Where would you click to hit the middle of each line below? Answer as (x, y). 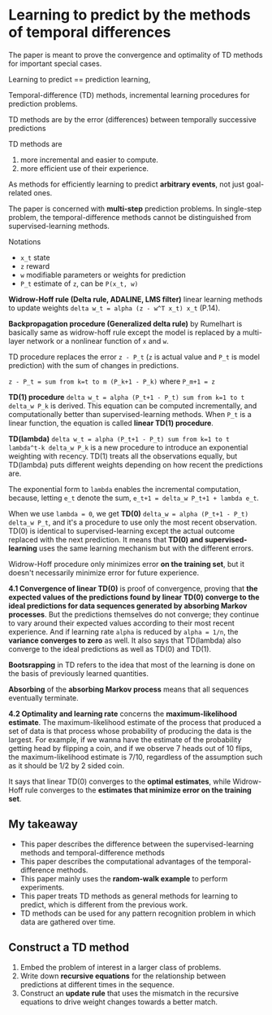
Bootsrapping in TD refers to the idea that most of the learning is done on (132, 665)
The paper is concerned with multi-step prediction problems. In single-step (135, 209)
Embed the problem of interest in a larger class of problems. (121, 967)
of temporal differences (90, 32)
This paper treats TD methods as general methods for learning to (129, 896)
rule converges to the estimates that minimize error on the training (138, 790)
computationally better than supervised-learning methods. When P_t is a (130, 414)
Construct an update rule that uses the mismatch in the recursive (130, 993)
